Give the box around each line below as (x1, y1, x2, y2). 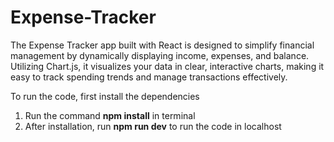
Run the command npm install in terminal (24, 109, 196, 121)
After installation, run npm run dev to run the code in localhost (24, 120, 282, 132)
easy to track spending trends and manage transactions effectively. (10, 71, 288, 83)
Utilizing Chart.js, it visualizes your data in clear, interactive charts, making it (10, 60, 325, 72)
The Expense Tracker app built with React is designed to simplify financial (10, 39, 315, 51)
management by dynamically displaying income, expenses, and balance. (10, 49, 310, 61)
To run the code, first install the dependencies (10, 90, 200, 102)
